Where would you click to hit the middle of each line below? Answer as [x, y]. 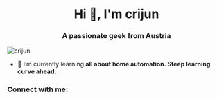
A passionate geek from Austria [116, 36]
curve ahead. [37, 71]
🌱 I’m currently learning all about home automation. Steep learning [114, 64]
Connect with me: [38, 89]
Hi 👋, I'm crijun [116, 14]
